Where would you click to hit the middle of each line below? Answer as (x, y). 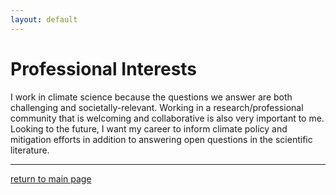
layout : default (44, 19)
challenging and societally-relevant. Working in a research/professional (157, 107)
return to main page (51, 178)
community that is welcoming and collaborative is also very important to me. (167, 118)
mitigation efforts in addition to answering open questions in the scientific (161, 139)
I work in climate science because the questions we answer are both (151, 97)
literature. (30, 150)
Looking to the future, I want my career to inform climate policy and (149, 128)
